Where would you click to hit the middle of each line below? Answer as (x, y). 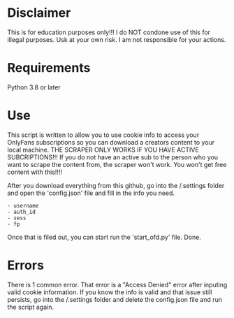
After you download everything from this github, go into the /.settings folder (116, 185)
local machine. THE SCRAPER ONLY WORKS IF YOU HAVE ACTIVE (103, 150)
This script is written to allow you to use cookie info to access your (103, 135)
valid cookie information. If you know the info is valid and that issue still (110, 292)
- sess (17, 218)
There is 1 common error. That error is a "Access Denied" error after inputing (117, 284)
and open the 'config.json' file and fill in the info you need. (91, 193)
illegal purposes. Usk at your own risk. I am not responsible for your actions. (117, 39)
